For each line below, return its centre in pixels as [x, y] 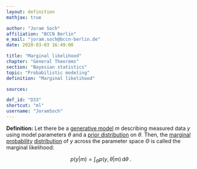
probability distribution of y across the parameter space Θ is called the [94, 141]
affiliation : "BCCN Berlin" [41, 34]
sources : [17, 89]
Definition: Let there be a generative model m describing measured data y [98, 128]
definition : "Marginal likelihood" [51, 78]
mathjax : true [24, 17]
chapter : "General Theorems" [43, 61]
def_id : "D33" [24, 100]
